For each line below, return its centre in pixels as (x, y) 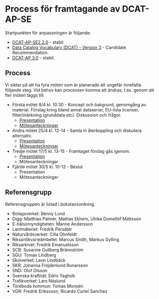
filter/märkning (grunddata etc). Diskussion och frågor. (67, 115)
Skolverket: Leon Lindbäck (39, 260)
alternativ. (22, 135)
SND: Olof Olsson (30, 270)
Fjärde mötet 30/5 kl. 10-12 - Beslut (47, 167)
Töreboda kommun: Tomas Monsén (48, 286)
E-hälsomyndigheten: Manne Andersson (53, 224)
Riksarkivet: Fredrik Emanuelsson (45, 244)
